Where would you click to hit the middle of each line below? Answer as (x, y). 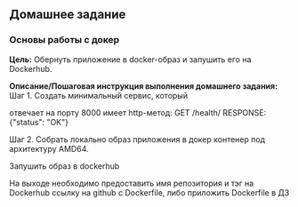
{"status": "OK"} (39, 122)
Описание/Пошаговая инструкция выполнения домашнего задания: (144, 86)
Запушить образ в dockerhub (64, 166)
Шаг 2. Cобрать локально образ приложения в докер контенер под (137, 139)
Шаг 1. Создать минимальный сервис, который (99, 95)
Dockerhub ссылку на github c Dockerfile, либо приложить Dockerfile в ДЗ (149, 192)
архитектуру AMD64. (49, 148)
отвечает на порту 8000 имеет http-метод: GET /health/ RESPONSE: (138, 112)
